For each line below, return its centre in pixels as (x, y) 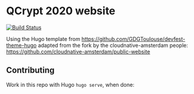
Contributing (30, 70)
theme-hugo (21, 45)
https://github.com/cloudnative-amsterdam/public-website (78, 51)
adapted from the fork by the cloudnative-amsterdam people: (113, 45)
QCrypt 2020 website (61, 11)
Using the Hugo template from (43, 39)
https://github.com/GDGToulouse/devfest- (133, 39)
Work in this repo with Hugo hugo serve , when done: (71, 84)
